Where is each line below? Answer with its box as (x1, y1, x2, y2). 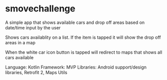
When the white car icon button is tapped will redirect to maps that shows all (5, 49, 163, 55)
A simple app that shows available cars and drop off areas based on (5, 19, 145, 25)
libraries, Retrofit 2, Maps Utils (5, 69, 67, 75)
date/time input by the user (5, 24, 61, 30)
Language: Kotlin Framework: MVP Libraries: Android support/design (5, 64, 147, 70)
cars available (5, 54, 34, 60)
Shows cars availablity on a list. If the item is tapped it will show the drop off (5, 34, 161, 40)
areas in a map (5, 39, 36, 45)
